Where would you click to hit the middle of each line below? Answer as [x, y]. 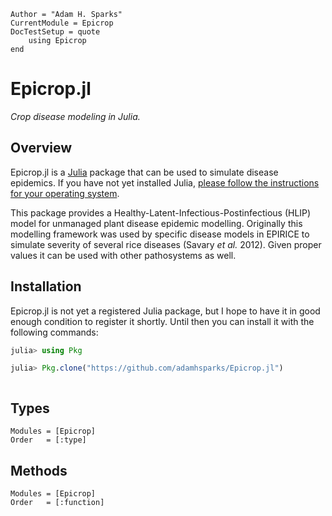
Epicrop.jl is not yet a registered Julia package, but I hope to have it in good [165, 311]
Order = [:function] [57, 502]
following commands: [54, 332]
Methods [39, 470]
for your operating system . [65, 193]
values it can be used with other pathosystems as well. [123, 255]
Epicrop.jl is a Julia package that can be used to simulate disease [144, 172]
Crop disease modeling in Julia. [75, 116]
